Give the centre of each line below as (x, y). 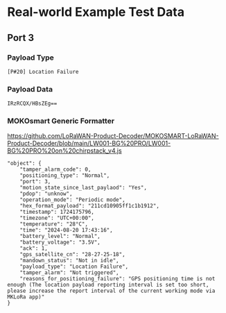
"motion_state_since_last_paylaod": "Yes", (84, 188)
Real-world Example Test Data (96, 12)
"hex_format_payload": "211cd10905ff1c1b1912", (89, 206)
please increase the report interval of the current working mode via (111, 291)
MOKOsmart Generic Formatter (61, 121)
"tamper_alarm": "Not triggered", (69, 273)
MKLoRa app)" (26, 297)
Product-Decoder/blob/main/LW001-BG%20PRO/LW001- (89, 144)
